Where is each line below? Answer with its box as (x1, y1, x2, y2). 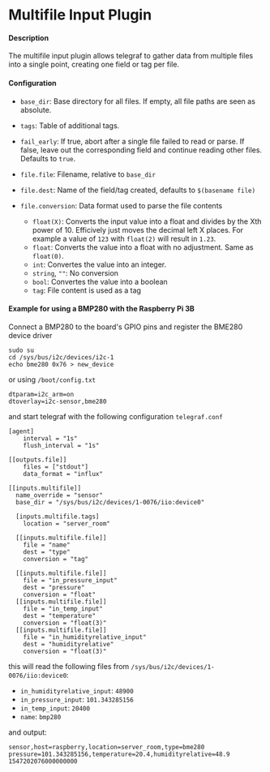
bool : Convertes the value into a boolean (32, 277, 168, 286)
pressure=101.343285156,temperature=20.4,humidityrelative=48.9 (8, 750, 230, 758)
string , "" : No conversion (32, 268, 119, 277)
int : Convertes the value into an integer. (32, 259, 167, 269)
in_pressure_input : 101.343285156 (19, 694, 134, 704)
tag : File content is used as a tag (32, 285, 142, 295)
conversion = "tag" (23, 555, 89, 563)
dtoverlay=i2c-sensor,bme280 (8, 397, 107, 405)
